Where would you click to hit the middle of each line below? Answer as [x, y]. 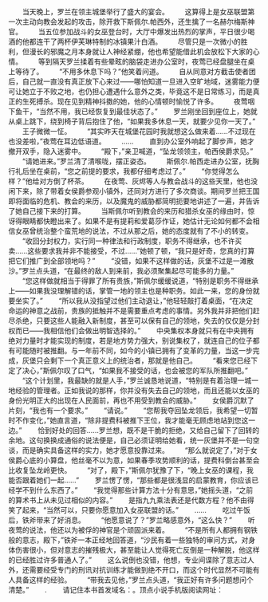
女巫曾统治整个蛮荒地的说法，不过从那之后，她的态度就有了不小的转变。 [134, 231]
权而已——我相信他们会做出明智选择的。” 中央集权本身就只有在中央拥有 [132, 331]
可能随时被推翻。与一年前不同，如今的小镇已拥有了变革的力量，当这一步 [134, 350]
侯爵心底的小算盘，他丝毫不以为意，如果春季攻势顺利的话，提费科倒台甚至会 [134, 460]
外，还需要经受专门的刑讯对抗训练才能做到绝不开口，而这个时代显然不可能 [130, 570]
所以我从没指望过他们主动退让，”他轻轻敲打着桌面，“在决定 [158, 301]
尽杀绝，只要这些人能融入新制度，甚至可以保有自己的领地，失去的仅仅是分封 [134, 321]
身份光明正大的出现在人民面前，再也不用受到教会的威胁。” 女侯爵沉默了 [132, 400]
